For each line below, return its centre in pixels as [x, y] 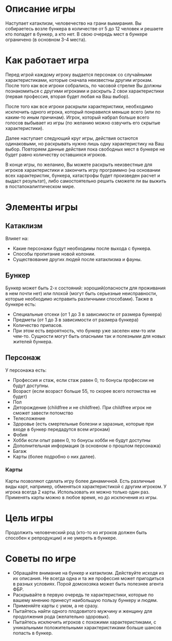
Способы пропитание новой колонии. [54, 254]
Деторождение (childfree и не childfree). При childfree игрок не [82, 407]
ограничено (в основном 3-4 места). [46, 40]
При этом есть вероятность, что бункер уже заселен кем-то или [84, 331]
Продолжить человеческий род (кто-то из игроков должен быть [76, 532]
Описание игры [40, 9]
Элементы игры [42, 207]
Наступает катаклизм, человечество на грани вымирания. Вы [73, 23]
